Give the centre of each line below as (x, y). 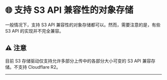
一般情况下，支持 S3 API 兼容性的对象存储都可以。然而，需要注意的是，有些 (83, 25)
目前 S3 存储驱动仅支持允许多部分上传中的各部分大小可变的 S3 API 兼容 (78, 61)
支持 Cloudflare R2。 (39, 67)
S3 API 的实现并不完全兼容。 (34, 31)
